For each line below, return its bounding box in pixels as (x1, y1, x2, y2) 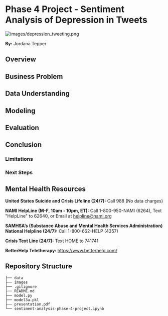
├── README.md (5, 288, 35, 293)
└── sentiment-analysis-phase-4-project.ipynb (5, 306, 104, 311)
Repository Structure (5, 262, 73, 271)
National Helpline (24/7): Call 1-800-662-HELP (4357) (5, 228, 119, 234)
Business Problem (5, 72, 63, 81)
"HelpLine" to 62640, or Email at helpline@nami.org (5, 213, 112, 219)
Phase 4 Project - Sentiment (5, 4, 124, 15)
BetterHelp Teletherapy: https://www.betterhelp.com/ (5, 247, 118, 253)
